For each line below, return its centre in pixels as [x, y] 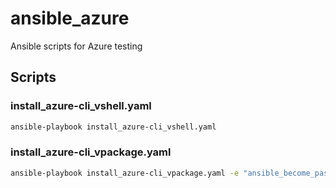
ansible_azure [70, 18]
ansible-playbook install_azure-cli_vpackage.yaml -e [125, 173]
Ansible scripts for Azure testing [76, 46]
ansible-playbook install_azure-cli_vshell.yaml [113, 127]
